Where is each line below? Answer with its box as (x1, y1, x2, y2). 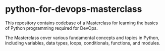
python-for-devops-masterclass (5, 3, 142, 15)
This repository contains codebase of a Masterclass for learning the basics (5, 20, 158, 26)
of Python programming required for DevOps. (5, 25, 98, 31)
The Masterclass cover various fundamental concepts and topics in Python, (5, 35, 160, 41)
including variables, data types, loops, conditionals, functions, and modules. (5, 40, 161, 46)
